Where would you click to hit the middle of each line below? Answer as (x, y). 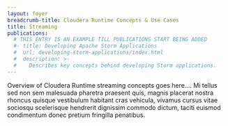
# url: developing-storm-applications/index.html (89, 53)
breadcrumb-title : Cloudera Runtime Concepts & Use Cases (93, 20)
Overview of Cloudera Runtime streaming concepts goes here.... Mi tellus (113, 85)
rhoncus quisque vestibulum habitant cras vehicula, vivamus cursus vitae (113, 100)
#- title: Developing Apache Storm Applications (85, 46)
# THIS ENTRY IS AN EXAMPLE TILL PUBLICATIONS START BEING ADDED (111, 40)
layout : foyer (28, 14)
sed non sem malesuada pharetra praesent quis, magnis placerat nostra (111, 93)
